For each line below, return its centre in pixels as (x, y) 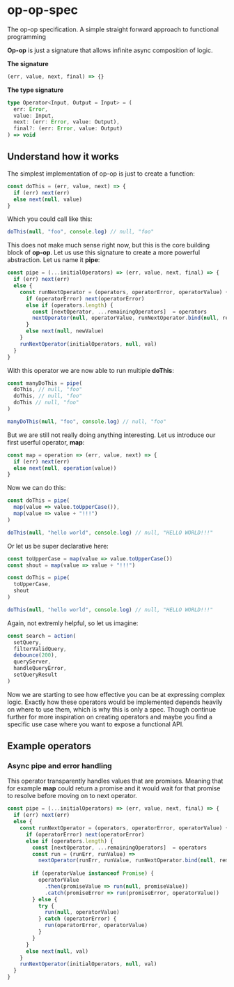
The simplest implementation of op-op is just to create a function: (101, 174)
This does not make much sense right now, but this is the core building (109, 245)
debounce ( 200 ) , (36, 655)
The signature (28, 63)
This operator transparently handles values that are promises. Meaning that (115, 781)
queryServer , (32, 662)
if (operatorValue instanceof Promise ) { (93, 873)
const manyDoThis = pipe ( (45, 383)
